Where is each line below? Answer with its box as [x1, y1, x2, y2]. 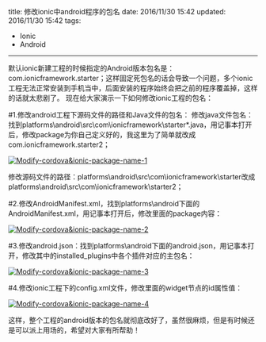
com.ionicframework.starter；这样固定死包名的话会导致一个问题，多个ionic [8, 74, 253, 83]
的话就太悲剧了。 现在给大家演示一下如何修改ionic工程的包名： [8, 94, 214, 102]
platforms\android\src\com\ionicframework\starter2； [8, 182, 184, 191]
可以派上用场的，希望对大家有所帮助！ [14, 325, 140, 335]
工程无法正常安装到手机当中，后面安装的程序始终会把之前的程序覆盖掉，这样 [8, 83, 258, 93]
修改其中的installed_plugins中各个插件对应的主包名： [21, 251, 195, 260]
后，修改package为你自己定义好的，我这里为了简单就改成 [8, 130, 196, 139]
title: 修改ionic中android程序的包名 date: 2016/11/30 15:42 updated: [8, 7, 226, 16]
